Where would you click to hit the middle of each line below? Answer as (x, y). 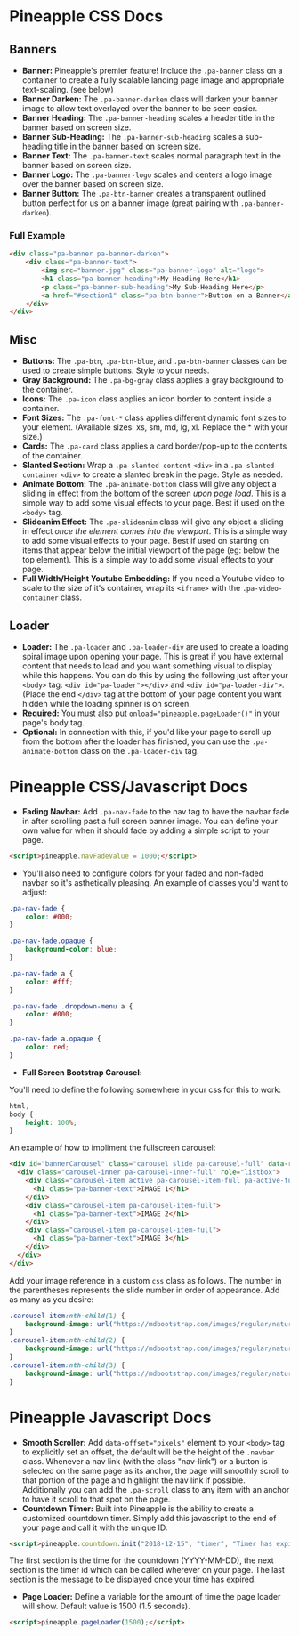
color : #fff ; (49, 982)
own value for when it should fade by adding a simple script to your (145, 830)
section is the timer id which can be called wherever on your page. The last (147, 1570)
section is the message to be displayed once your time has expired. (133, 1579)
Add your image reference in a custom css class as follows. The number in (145, 1280)
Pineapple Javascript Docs (110, 1417)
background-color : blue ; (71, 950)
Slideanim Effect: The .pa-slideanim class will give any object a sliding (153, 522)
